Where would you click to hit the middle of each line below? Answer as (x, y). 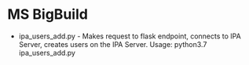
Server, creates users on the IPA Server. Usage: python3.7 (113, 44)
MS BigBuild (48, 14)
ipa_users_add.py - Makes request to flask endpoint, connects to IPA (130, 36)
